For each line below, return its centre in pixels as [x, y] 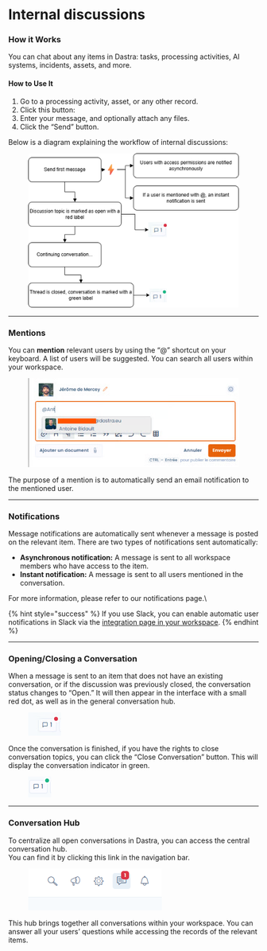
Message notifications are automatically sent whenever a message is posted [133, 534]
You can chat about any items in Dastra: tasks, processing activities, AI [124, 57]
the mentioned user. [41, 488]
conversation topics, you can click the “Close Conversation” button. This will [133, 757]
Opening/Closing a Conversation [73, 658]
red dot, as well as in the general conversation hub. [92, 701]
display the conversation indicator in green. [79, 766]
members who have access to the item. [84, 566]
